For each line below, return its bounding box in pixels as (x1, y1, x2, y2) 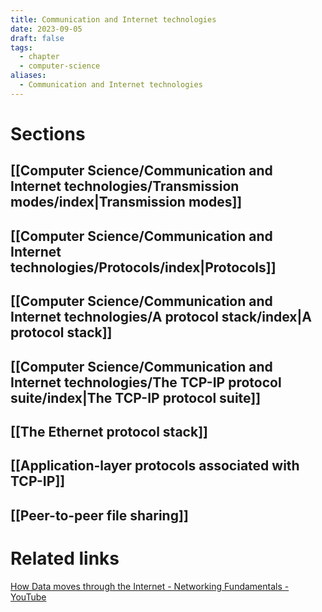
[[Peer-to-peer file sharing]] (10, 507, 189, 524)
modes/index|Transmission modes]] (10, 194, 243, 211)
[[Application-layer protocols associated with (10, 457, 300, 475)
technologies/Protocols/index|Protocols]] (10, 259, 277, 276)
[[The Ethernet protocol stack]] (10, 423, 208, 440)
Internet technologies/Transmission (10, 178, 240, 195)
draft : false (10, 33, 65, 43)
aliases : (10, 71, 47, 81)
